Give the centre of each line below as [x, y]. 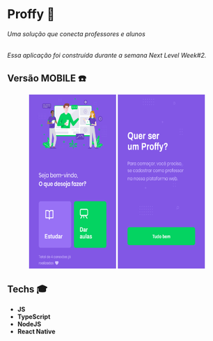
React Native [36, 332]
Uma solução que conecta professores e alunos [77, 33]
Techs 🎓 [27, 289]
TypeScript [34, 317]
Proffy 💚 [31, 14]
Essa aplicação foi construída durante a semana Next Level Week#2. [107, 56]
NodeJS [29, 324]
